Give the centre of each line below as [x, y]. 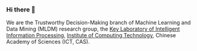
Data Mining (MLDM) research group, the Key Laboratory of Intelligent [93, 29]
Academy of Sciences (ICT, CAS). [48, 42]
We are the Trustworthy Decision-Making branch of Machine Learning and [98, 23]
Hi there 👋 [21, 10]
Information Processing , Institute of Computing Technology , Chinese [91, 35]
